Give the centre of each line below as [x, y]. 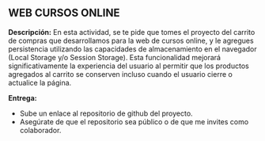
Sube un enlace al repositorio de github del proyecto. [106, 113]
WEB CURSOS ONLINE [64, 13]
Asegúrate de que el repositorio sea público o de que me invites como [134, 121]
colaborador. [40, 130]
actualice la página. [40, 82]
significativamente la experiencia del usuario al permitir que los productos [129, 66]
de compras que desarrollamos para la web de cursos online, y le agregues [131, 40]
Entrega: [23, 97]
